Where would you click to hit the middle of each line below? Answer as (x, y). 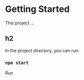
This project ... (20, 23)
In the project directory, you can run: (42, 50)
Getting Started (38, 9)
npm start (17, 63)
